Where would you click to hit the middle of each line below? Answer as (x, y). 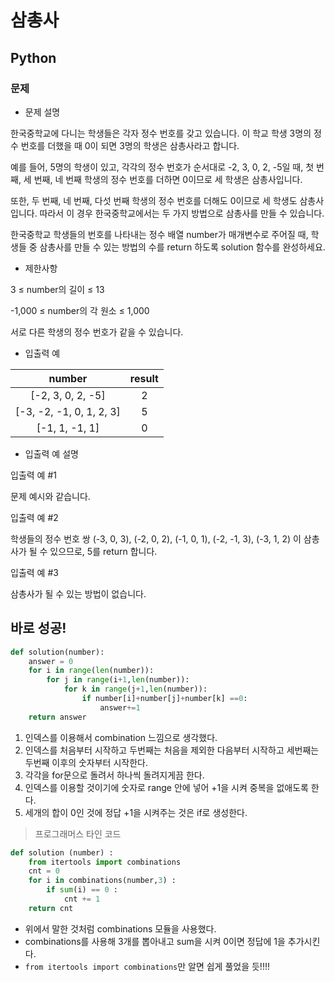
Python (33, 57)
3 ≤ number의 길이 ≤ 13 (57, 289)
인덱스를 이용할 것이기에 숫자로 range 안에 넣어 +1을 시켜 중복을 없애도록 (166, 787)
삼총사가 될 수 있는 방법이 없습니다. (78, 593)
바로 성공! (38, 628)
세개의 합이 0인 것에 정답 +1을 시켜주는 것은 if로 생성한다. (136, 812)
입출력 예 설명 (51, 453)
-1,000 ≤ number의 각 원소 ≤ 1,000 (80, 310)
